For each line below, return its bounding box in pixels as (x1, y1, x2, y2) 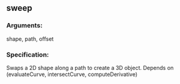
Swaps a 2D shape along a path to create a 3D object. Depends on (6, 64, 174, 71)
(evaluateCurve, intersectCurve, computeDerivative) (6, 71, 138, 78)
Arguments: (6, 21, 43, 30)
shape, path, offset (6, 35, 54, 43)
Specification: (6, 50, 49, 58)
